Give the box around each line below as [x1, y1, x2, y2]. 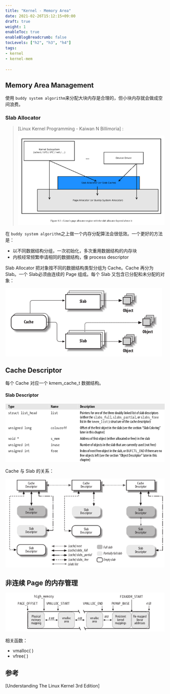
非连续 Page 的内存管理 [5, 579, 78, 587]
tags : [5, 46, 17, 51]
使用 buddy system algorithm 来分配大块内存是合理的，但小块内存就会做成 [5, 95, 158, 101]
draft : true [5, 19, 30, 24]
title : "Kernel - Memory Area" [5, 8, 71, 13]
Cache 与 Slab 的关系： [5, 468, 54, 474]
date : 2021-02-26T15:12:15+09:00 [5, 13, 76, 19]
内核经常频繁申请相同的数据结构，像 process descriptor [12, 254, 129, 260]
